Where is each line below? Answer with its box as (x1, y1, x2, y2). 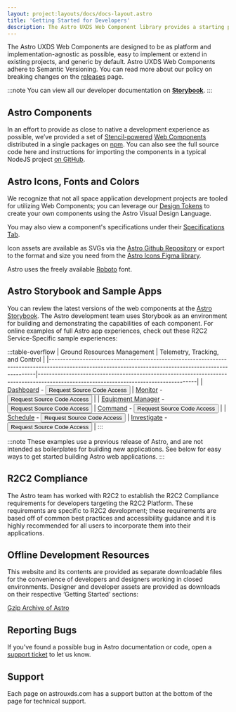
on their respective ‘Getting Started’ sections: (7, 590, 139, 599)
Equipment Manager (101, 395, 160, 403)
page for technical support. (7, 697, 86, 706)
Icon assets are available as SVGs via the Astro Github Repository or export (7, 244, 225, 252)
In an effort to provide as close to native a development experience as (7, 125, 209, 134)
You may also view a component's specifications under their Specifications (7, 223, 225, 231)
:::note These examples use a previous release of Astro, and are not (7, 437, 204, 445)
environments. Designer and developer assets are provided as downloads (7, 583, 221, 591)
